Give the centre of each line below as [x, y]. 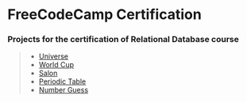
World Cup [56, 65]
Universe [54, 56]
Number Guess [64, 90]
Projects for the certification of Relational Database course [123, 40]
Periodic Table [62, 81]
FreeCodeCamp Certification [104, 15]
